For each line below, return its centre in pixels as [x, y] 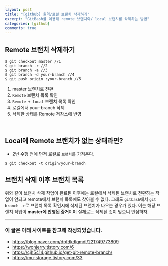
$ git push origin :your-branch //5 [43, 79]
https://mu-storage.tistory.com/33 [47, 257]
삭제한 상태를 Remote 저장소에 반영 [47, 114]
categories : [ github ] [28, 24]
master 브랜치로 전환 [33, 89]
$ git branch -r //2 [27, 66]
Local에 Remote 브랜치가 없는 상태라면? [64, 141]
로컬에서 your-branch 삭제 [38, 107]
